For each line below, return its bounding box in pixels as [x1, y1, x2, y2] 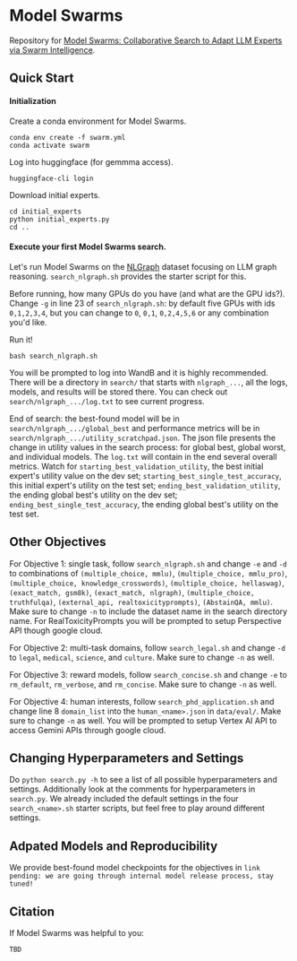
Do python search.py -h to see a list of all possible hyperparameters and [9, 775, 277, 785]
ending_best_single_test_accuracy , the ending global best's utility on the [9, 498, 279, 509]
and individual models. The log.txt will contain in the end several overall [9, 451, 277, 462]
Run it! [9, 333, 33, 345]
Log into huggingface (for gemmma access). [9, 156, 174, 167]
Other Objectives [9, 534, 106, 550]
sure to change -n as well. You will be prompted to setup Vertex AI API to [9, 714, 277, 726]
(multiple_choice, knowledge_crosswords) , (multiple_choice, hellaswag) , [9, 577, 284, 588]
